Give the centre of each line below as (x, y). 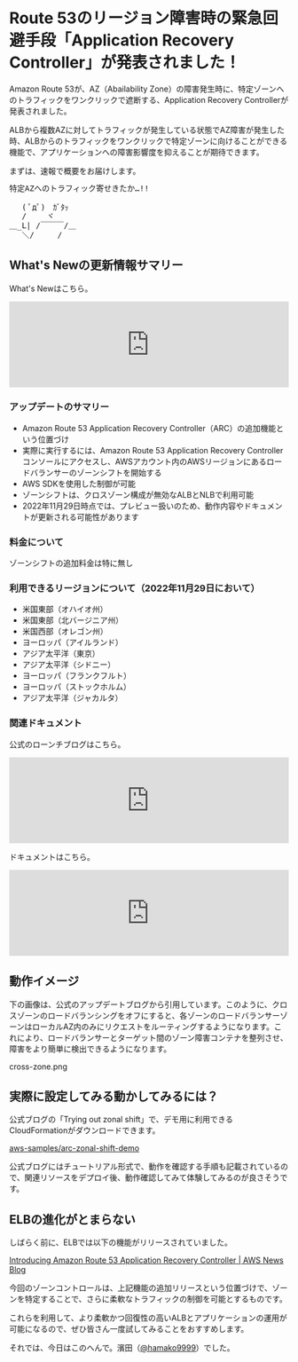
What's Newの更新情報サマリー (96, 266)
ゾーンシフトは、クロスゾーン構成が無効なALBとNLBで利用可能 (138, 494)
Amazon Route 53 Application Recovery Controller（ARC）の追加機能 (149, 428)
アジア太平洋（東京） (61, 654)
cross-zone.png (39, 1067)
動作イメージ (44, 981)
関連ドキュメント (46, 723)
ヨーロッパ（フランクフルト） (76, 676)
